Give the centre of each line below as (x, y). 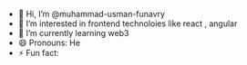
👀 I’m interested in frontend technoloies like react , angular (128, 23)
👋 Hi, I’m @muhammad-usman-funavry (92, 14)
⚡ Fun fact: (38, 53)
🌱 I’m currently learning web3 (73, 33)
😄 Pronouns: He (49, 42)
